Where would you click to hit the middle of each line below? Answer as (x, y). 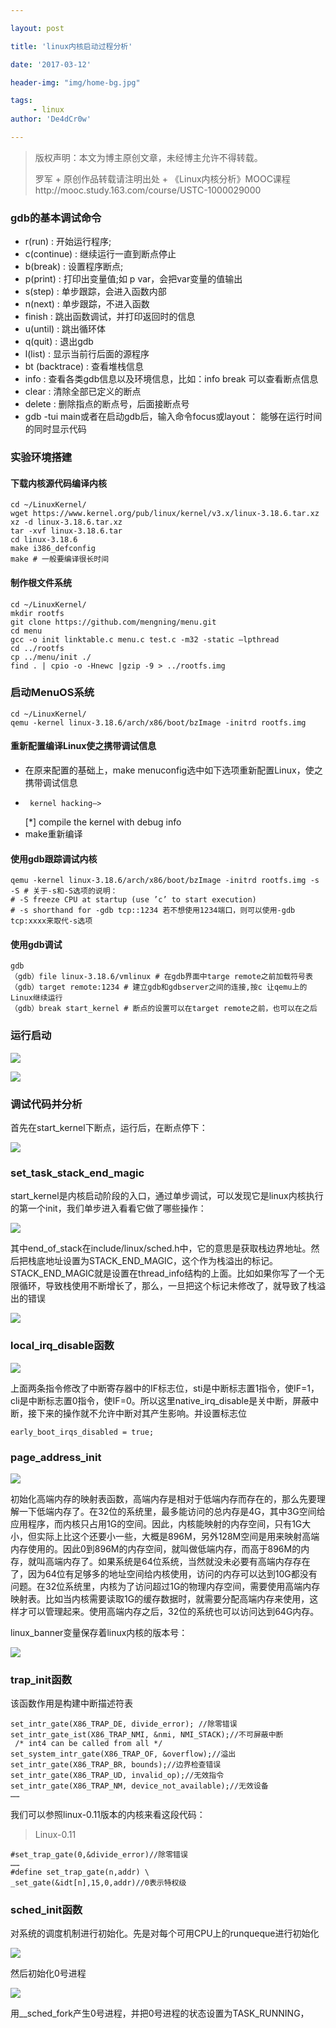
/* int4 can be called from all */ (88, 1744)
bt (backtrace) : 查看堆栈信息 (84, 367)
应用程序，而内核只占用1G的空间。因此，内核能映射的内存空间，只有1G (156, 1523)
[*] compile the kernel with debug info (103, 822)
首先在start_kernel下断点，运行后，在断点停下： (109, 1127)
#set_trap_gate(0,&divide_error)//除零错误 (99, 1855)
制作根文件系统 (41, 582)
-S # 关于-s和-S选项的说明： (64, 891)
